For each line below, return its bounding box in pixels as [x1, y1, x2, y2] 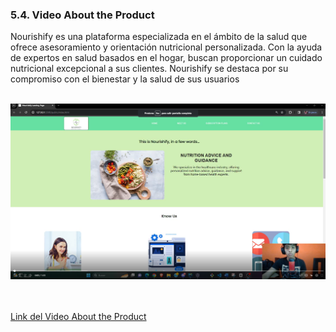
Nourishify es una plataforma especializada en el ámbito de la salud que [10, 31, 308, 43]
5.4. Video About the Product [10, 8, 155, 22]
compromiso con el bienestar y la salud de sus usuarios [10, 73, 240, 85]
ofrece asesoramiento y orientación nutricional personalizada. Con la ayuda [10, 41, 323, 53]
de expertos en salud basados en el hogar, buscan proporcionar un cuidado [10, 52, 323, 64]
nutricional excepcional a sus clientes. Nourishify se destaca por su [10, 63, 289, 75]
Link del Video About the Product [10, 311, 147, 323]
